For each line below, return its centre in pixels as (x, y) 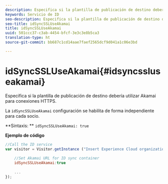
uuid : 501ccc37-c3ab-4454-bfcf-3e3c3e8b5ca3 (52, 33)
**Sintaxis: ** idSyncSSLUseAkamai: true (47, 126)
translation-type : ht (28, 38)
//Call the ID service (29, 144)
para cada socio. (22, 116)
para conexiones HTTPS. (31, 101)
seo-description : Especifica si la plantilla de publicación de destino (82, 19)
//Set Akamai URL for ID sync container (57, 158)
